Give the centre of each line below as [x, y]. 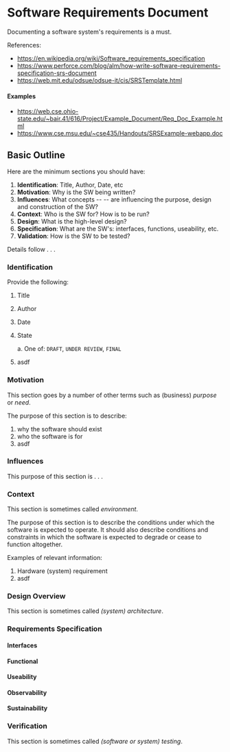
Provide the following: [38, 282]
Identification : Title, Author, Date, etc [70, 184]
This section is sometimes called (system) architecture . [85, 611]
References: [24, 45]
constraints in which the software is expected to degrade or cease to [104, 537]
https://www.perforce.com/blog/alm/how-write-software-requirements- [119, 65]
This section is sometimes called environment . [73, 509]
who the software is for [50, 436]
